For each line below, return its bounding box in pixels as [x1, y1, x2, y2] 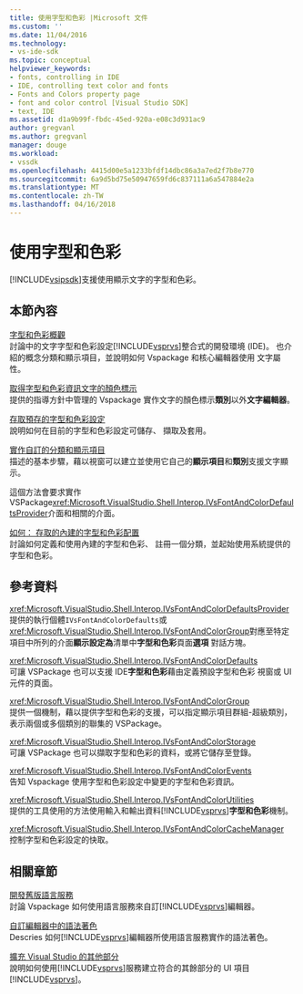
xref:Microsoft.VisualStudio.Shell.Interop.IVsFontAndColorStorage [9, 736, 257, 748]
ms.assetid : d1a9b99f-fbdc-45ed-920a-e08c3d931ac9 [9, 115, 206, 124]
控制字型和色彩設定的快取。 [9, 834, 114, 845]
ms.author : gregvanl [9, 132, 88, 141]
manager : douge [9, 140, 67, 150]
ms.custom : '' [9, 22, 64, 31]
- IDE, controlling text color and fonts [9, 81, 169, 90]
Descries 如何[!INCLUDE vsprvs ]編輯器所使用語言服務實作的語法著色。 [9, 932, 273, 943]
